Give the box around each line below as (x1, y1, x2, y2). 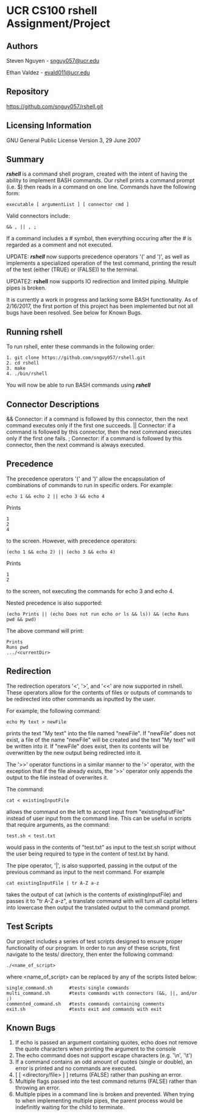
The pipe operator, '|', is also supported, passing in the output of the (6, 862, 178, 869)
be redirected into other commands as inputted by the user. (6, 695, 155, 702)
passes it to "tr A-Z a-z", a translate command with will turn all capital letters (6, 897, 198, 904)
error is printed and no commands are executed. (15, 1065, 137, 1072)
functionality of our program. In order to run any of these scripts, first (6, 944, 180, 951)
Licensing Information (6, 120, 92, 131)
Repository (6, 87, 49, 97)
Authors (6, 41, 38, 51)
